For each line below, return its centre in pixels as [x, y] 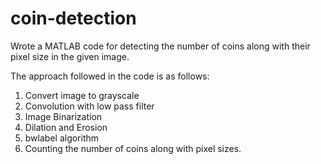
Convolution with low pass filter [89, 106]
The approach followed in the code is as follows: [110, 76]
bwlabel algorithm [62, 138]
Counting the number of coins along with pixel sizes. [133, 148]
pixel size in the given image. [70, 56]
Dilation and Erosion [66, 127]
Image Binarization [63, 116]
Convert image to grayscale [82, 95]
